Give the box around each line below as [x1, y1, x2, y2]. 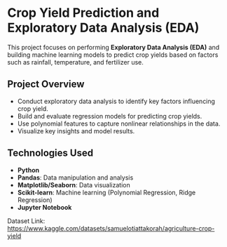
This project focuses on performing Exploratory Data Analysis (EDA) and [7, 43, 220, 51]
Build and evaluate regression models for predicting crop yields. [17, 112, 202, 120]
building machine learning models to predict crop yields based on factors [7, 51, 219, 59]
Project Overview [7, 79, 85, 91]
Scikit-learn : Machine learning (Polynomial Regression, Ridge [17, 188, 196, 196]
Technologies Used [7, 147, 93, 159]
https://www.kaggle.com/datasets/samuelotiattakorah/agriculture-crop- [7, 224, 215, 232]
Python [17, 166, 40, 174]
